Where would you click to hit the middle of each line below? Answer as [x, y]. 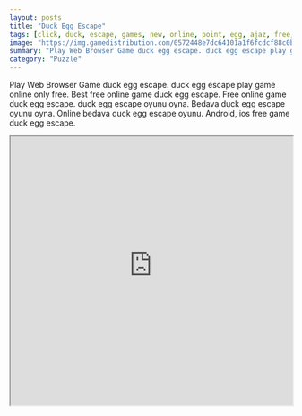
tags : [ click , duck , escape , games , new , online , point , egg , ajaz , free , [152, 34]
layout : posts [36, 17]
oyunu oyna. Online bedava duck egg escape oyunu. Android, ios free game [150, 113]
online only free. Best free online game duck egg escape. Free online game [148, 94]
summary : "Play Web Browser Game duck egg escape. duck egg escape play [148, 51]
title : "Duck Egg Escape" [57, 26]
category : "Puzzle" [46, 59]
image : [22, 43]
